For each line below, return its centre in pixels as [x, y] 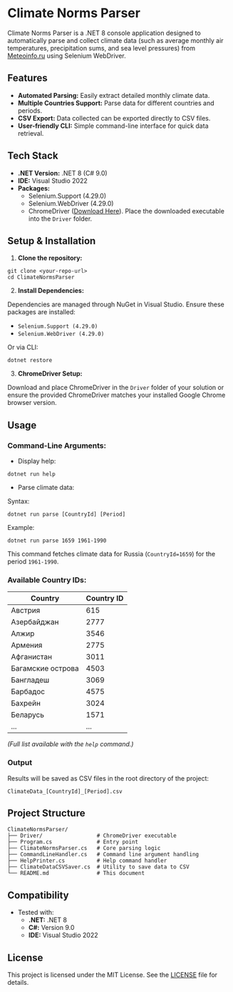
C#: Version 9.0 [51, 928]
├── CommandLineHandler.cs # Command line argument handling [103, 855]
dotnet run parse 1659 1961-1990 [57, 541]
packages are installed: [42, 312]
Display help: [37, 461]
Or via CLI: [23, 347]
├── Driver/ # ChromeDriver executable [92, 836]
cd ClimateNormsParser [41, 277]
